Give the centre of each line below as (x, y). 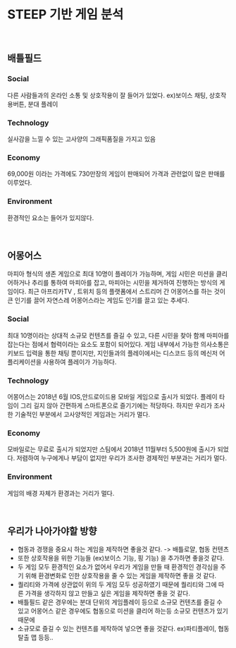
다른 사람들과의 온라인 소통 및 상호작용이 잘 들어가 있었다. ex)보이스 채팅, (107, 95)
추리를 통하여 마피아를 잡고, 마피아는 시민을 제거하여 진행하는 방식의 (125, 283)
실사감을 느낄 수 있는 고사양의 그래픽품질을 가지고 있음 (82, 139)
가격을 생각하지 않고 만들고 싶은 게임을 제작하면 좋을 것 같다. (107, 594)
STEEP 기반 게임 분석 (66, 14)
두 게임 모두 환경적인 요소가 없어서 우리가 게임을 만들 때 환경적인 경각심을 (118, 567)
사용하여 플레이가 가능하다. (80, 362)
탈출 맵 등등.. (36, 637)
